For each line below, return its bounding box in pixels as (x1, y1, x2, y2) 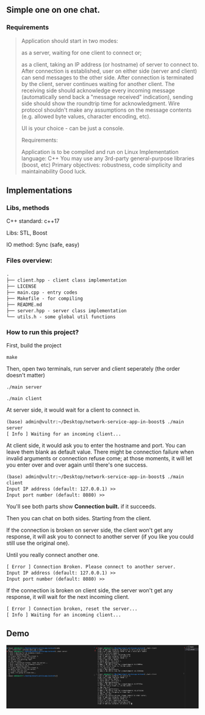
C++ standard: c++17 (6, 217, 60, 225)
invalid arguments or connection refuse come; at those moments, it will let (6, 454, 192, 462)
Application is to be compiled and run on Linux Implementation (21, 148, 179, 155)
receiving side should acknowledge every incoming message (21, 87, 175, 94)
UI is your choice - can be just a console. (21, 125, 124, 132)
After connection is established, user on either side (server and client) (21, 67, 197, 74)
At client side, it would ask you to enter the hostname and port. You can (6, 441, 186, 449)
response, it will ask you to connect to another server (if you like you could (6, 532, 194, 540)
